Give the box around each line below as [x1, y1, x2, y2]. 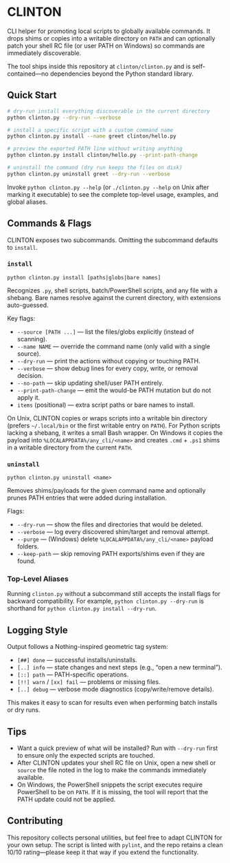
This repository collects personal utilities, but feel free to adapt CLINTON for [7, 833, 223, 842]
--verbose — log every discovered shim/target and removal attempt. [16, 528, 210, 536]
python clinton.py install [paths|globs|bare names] [7, 274, 161, 281]
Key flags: [7, 314, 36, 322]
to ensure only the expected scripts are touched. [16, 752, 155, 760]
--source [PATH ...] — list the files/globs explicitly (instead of [16, 328, 194, 336]
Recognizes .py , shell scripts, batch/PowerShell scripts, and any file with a [7, 286, 218, 295]
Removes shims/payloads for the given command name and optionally [7, 487, 206, 495]
